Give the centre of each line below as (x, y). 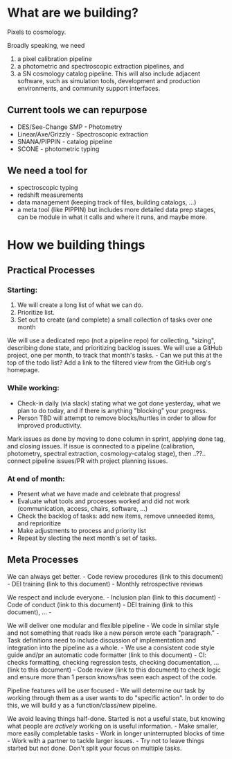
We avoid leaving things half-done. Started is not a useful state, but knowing (116, 718)
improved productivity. (49, 425)
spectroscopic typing (47, 187)
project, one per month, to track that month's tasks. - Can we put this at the (115, 356)
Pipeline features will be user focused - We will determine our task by (106, 690)
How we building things (76, 245)
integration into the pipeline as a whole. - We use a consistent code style (111, 647)
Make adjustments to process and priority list (82, 531)
